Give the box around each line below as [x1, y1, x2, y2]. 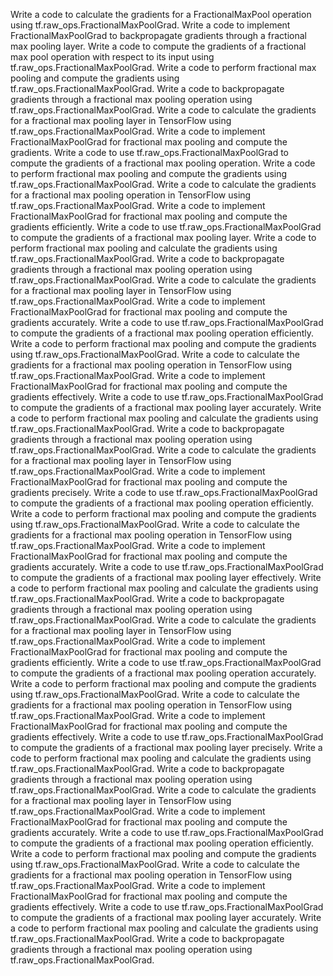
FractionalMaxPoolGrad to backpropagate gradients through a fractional [10, 30, 308, 41]
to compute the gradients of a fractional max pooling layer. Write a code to [10, 232, 317, 243]
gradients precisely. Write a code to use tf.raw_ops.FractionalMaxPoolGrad [10, 487, 318, 498]
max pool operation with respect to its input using [10, 51, 215, 63]
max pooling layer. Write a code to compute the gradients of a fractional [10, 40, 307, 52]
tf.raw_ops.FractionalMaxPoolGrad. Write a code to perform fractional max [10, 62, 317, 73]
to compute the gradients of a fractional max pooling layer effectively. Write [10, 572, 322, 583]
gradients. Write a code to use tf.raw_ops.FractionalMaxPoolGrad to [10, 147, 289, 158]
